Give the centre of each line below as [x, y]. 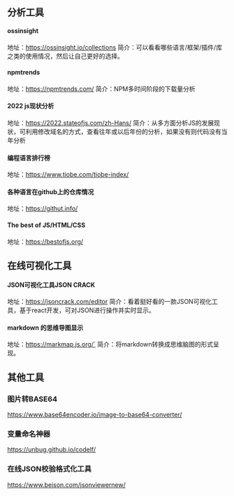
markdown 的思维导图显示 [45, 328]
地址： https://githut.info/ [43, 209]
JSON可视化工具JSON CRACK [51, 284]
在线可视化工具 [39, 265]
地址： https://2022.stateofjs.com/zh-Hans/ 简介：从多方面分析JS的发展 [111, 123]
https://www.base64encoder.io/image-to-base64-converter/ [95, 415]
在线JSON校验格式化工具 [50, 469]
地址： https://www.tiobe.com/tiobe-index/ [68, 175]
